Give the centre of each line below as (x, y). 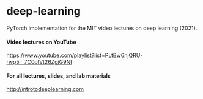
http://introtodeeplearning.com (45, 89)
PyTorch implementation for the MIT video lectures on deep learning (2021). (102, 28)
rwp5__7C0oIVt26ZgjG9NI (39, 62)
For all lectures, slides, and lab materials (59, 76)
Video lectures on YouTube (41, 42)
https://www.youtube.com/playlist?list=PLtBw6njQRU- (75, 55)
